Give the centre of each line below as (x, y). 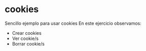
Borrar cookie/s (28, 43)
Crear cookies (27, 33)
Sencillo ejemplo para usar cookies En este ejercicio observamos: (73, 23)
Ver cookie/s (25, 38)
